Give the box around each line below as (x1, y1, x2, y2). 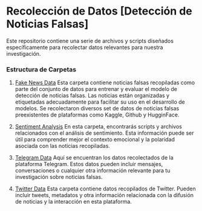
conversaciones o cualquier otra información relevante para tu (15, 167, 171, 174)
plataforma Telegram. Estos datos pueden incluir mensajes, (15, 161, 163, 168)
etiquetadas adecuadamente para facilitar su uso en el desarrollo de (15, 98, 186, 105)
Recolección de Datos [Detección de (6, 4, 192, 18)
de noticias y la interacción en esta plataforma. (15, 198, 132, 206)
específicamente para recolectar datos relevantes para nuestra (6, 44, 163, 51)
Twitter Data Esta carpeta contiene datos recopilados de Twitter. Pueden (15, 185, 197, 192)
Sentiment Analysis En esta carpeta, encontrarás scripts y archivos (15, 123, 183, 130)
